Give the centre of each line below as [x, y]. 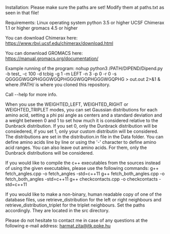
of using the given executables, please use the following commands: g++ [82, 168]
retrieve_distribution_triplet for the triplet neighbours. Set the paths [75, 205]
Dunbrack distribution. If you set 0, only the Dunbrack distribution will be [81, 126]
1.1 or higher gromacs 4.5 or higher [41, 28]
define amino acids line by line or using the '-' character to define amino [81, 142]
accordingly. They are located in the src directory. [58, 210]
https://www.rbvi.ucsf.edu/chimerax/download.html [59, 43]
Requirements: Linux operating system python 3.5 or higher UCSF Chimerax [85, 23]
